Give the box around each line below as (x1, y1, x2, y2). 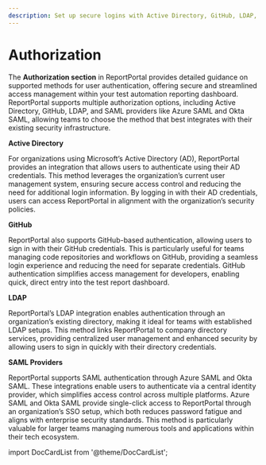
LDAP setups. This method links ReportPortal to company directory (8, 325, 228, 335)
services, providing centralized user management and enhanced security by (8, 333, 258, 343)
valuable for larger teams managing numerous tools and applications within (8, 423, 254, 433)
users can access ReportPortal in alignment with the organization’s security (8, 196, 255, 205)
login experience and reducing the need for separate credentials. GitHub (8, 260, 246, 270)
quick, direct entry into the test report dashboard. (8, 277, 170, 287)
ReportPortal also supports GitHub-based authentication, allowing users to (8, 235, 253, 245)
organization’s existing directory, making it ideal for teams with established (8, 316, 253, 326)
